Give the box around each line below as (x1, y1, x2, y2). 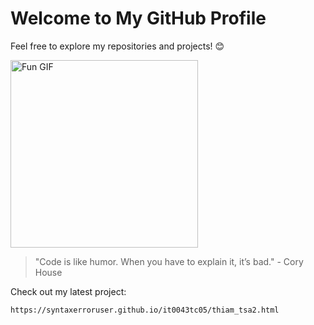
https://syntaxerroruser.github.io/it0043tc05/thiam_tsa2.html (10, 305, 280, 315)
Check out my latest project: (10, 285, 127, 297)
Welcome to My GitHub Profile (10, 7, 267, 30)
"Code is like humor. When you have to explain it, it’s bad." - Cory (34, 255, 304, 267)
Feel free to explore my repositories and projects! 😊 (10, 40, 225, 52)
